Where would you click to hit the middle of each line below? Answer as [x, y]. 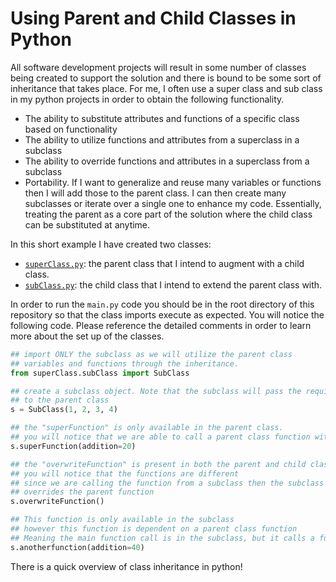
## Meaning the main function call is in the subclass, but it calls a [162, 538]
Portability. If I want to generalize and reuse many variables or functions [173, 182]
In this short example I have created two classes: [111, 244]
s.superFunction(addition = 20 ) [73, 446]
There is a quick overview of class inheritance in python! [126, 566]
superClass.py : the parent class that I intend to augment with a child [164, 263]
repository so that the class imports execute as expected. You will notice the [167, 314]
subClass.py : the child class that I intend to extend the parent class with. [173, 284]
